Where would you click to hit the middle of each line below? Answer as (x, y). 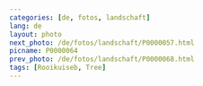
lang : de (26, 26)
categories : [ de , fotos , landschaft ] (80, 17)
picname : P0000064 (44, 51)
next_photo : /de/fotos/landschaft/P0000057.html (102, 43)
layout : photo (36, 34)
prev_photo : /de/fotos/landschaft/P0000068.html (102, 59)
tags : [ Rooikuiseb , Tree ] (57, 68)
